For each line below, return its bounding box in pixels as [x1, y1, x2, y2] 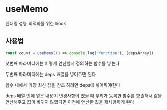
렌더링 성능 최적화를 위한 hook [5, 20, 66, 26]
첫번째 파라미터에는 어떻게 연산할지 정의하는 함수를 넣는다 [5, 60, 120, 66]
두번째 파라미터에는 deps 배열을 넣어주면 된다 [5, 71, 96, 77]
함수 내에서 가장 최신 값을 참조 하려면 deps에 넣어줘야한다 [5, 82, 121, 88]
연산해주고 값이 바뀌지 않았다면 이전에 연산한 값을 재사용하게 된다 [5, 99, 135, 105]
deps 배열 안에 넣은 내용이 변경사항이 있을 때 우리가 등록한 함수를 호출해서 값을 [5, 92, 162, 99]
